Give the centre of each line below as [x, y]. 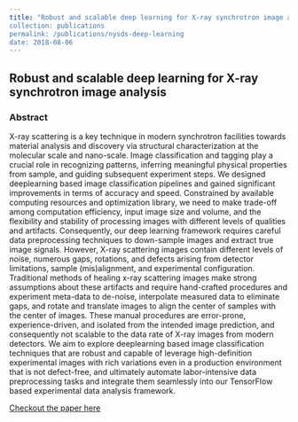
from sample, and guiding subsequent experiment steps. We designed [137, 174]
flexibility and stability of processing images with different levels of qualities [148, 221]
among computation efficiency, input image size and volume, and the [135, 211]
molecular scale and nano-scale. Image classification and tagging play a [141, 155]
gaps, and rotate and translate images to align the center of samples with [143, 306]
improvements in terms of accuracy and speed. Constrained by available [142, 192]
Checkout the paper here [55, 408]
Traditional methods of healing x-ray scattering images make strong [133, 277]
